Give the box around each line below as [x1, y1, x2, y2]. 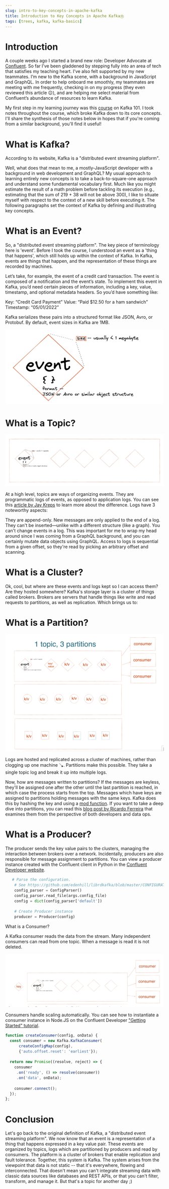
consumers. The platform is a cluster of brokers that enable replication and [5, 1152, 160, 1158]
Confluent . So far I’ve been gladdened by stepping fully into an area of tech [5, 63, 162, 69]
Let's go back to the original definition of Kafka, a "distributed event [5, 1130, 146, 1136]
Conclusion [5, 1113, 54, 1125]
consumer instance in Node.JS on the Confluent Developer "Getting [5, 1017, 146, 1023]
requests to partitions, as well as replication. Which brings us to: [5, 599, 138, 605]
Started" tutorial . [5, 1022, 40, 1028]
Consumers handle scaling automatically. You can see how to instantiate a [5, 1012, 159, 1018]
